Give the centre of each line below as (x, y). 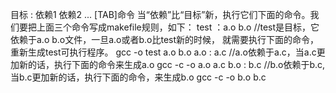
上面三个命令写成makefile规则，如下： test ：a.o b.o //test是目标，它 (178, 27)
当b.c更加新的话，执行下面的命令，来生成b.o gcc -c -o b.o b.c (138, 77)
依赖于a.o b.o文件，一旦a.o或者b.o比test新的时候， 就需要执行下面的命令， (165, 39)
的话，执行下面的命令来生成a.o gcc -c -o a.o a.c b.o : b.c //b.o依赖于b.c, (176, 64)
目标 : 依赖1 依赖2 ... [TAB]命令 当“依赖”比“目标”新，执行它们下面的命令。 (160, 14)
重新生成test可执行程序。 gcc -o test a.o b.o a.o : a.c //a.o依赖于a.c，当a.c (163, 52)
